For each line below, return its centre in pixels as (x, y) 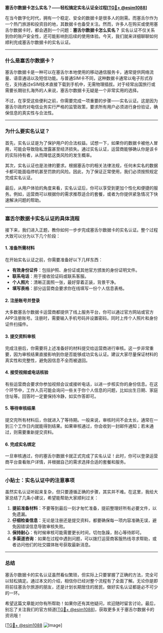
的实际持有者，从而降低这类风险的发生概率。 (50, 155)
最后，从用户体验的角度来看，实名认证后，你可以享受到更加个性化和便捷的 (79, 188)
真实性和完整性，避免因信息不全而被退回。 (48, 360)
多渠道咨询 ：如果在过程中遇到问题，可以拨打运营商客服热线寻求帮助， (82, 539)
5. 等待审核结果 (20, 408)
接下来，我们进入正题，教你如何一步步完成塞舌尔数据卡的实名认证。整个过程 (81, 230)
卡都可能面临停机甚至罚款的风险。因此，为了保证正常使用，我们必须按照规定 (81, 171)
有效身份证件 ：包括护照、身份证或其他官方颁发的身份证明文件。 (76, 270)
